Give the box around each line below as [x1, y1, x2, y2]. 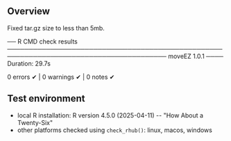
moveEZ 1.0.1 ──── [167, 52, 224, 60]
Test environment [7, 93, 85, 104]
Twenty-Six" [17, 118, 53, 126]
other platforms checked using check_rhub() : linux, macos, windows [17, 126, 213, 134]
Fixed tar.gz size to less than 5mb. [7, 23, 105, 32]
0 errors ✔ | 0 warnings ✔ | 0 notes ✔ [7, 73, 115, 81]
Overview [7, 6, 51, 17]
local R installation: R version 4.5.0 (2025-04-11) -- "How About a [17, 111, 203, 120]
